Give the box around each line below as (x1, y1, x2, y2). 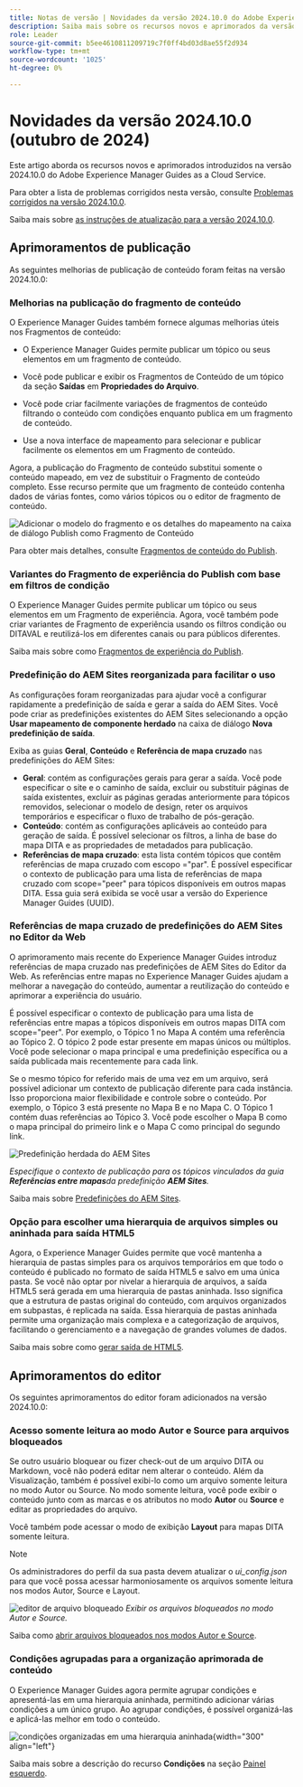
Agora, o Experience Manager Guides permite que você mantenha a (9, 1247, 262, 1258)
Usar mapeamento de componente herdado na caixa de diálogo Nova (9, 718, 273, 729)
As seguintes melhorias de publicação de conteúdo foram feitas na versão (9, 264, 286, 275)
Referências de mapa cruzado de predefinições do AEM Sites (9, 920, 283, 932)
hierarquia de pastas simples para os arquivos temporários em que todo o (9, 1257, 284, 1268)
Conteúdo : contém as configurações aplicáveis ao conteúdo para (22, 820, 268, 831)
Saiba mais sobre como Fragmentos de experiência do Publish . (9, 646, 244, 657)
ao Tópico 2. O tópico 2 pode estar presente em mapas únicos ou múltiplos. (9, 1036, 291, 1047)
